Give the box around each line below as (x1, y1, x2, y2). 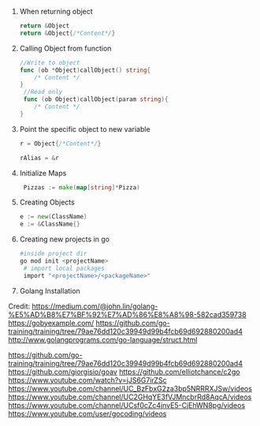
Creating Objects (19, 197, 75, 207)
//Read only (23, 88, 63, 96)
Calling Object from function (19, 43, 112, 53)
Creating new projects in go (19, 234, 110, 244)
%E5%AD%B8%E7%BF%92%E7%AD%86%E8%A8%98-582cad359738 (8, 309, 247, 319)
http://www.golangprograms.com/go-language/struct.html (8, 334, 198, 344)
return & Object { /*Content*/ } (19, 29, 116, 37)
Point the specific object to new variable (19, 124, 151, 133)
